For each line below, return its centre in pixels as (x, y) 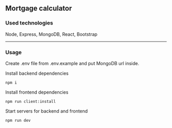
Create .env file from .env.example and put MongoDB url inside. (72, 63)
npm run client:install (31, 101)
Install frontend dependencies (37, 92)
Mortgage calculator (39, 8)
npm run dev (18, 120)
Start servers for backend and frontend (47, 111)
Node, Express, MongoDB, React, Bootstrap (51, 34)
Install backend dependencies (37, 73)
